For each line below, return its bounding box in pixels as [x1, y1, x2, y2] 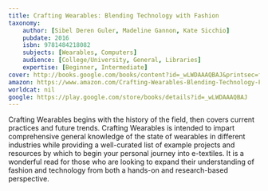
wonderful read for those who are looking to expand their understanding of [8, 157, 255, 167]
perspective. [8, 174, 49, 184]
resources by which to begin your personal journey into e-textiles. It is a [8, 149, 245, 158]
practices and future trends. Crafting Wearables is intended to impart [8, 123, 235, 133]
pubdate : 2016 [22, 33, 69, 42]
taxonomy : [8, 19, 41, 27]
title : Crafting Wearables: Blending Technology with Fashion [8, 11, 219, 20]
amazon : [8, 78, 34, 86]
